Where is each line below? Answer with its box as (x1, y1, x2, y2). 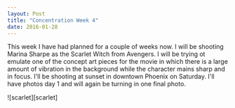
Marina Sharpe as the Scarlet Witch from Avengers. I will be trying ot (7, 50, 206, 58)
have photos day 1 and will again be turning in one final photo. (7, 80, 186, 88)
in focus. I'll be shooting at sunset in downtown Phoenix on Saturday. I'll (7, 72, 215, 81)
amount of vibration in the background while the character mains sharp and (7, 65, 226, 74)
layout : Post (7, 10, 46, 18)
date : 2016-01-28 (7, 23, 58, 30)
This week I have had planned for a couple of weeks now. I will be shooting (7, 43, 224, 51)
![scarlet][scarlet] (7, 93, 58, 102)
